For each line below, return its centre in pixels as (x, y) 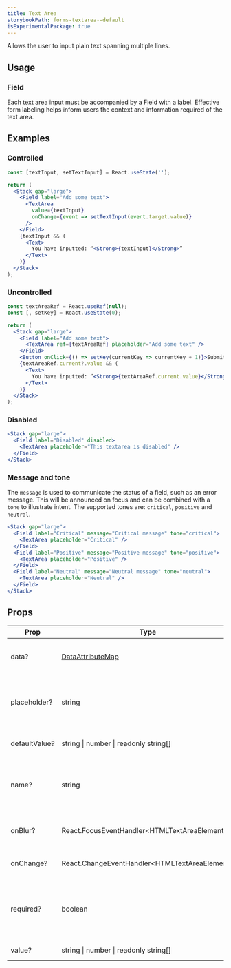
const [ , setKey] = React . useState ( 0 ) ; (64, 313)
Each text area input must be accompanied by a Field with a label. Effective (113, 102)
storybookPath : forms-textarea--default (66, 20)
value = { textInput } (58, 211)
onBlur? (23, 830)
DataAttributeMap (90, 657)
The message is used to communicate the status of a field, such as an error (112, 493)
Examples (29, 138)
